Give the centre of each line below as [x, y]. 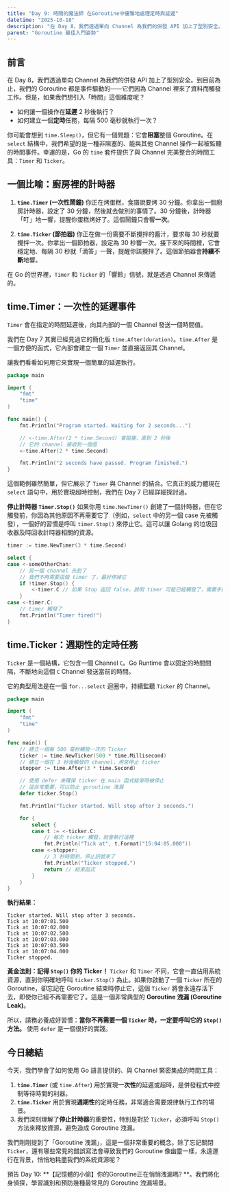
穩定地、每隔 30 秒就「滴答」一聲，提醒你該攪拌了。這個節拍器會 [110, 251]
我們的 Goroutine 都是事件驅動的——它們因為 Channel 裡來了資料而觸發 [120, 89]
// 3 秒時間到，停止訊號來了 [79, 856]
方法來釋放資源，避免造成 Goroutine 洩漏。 [78, 1128]
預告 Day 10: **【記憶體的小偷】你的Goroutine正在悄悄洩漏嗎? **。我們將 [111, 1174]
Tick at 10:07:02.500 [38, 934]
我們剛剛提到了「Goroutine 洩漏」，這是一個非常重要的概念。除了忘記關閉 [110, 1143]
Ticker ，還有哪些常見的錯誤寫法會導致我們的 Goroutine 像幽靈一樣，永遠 [110, 1151]
